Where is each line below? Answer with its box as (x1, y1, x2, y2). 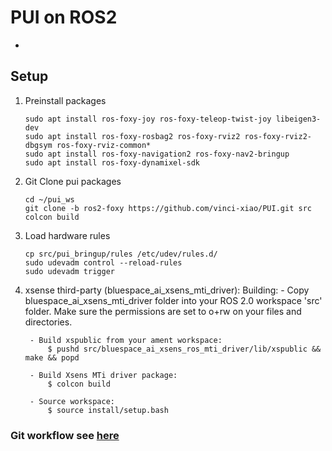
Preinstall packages (24, 94, 107, 106)
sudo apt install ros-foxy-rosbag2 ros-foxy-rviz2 (24, 131, 241, 141)
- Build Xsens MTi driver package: (29, 370, 178, 380)
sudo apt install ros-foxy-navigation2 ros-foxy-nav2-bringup (24, 149, 290, 159)
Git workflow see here (10, 428, 120, 442)
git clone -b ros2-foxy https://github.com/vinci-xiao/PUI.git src (24, 203, 312, 213)
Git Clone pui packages (24, 175, 122, 187)
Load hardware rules (24, 229, 111, 241)
